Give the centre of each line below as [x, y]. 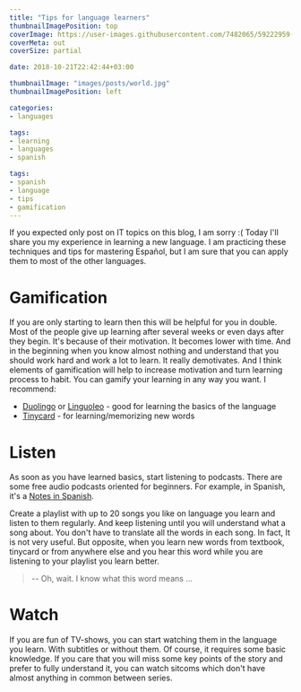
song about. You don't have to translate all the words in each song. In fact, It [150, 533]
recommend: [33, 389]
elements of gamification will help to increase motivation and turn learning [146, 370]
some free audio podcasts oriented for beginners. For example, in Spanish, [147, 486]
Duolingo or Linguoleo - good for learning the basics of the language [149, 407]
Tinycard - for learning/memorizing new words [108, 416]
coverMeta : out [38, 43]
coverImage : [31, 34]
